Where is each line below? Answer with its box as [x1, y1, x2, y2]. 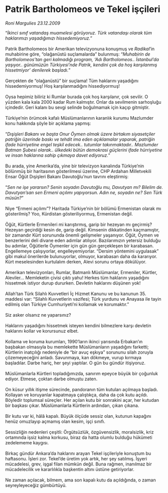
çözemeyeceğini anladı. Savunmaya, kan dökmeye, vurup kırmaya [5, 354, 142, 360]
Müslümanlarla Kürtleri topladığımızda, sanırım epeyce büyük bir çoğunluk [5, 370, 158, 376]
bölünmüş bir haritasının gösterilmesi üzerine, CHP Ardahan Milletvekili [5, 168, 151, 174]
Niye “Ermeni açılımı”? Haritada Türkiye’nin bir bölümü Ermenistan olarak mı [5, 205, 161, 211]
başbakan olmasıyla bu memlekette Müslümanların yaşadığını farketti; [5, 344, 149, 350]
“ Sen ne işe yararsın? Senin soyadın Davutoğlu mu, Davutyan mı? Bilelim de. [5, 184, 163, 190]
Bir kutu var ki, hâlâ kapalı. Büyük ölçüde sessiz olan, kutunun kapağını [5, 413, 151, 419]
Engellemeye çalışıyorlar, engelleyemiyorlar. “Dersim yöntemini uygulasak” [5, 248, 159, 254]
